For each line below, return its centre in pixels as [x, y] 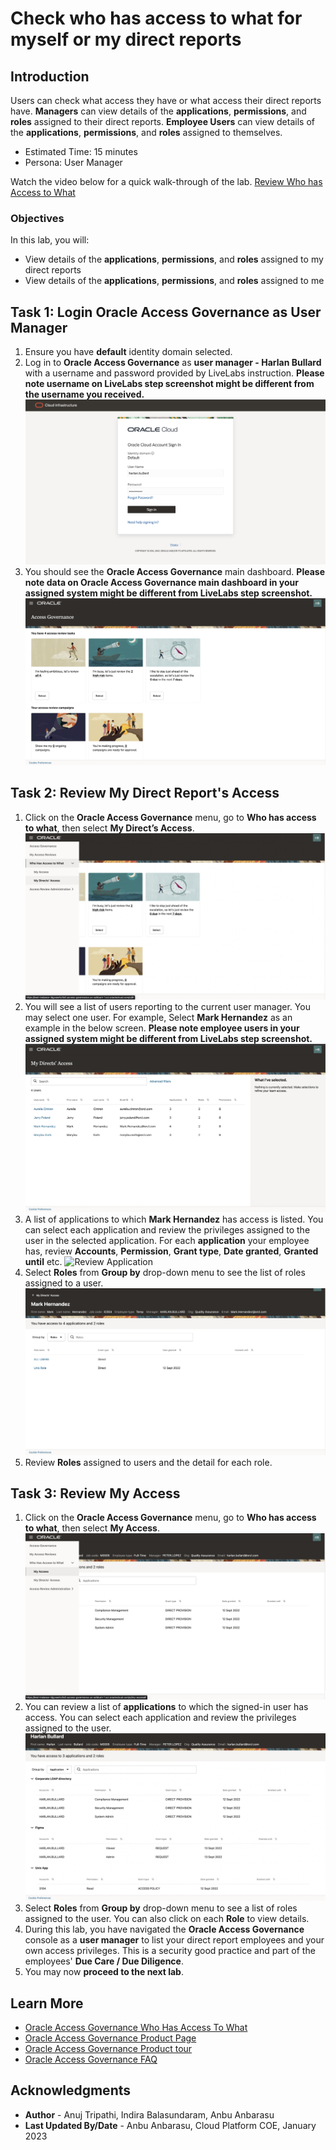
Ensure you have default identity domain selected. [128, 352]
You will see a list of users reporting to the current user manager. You [167, 1007]
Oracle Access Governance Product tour [108, 2048]
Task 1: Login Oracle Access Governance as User [166, 312]
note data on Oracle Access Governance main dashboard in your [162, 583]
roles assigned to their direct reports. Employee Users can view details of [162, 121]
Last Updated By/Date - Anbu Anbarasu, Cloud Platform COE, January [170, 2125]
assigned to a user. [64, 1283]
